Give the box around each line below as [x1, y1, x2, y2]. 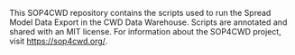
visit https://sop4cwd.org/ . [9, 35, 108, 46]
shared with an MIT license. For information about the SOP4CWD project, [9, 27, 281, 36]
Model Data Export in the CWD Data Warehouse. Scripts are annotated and [9, 17, 288, 27]
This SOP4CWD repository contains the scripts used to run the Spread [9, 8, 272, 18]
